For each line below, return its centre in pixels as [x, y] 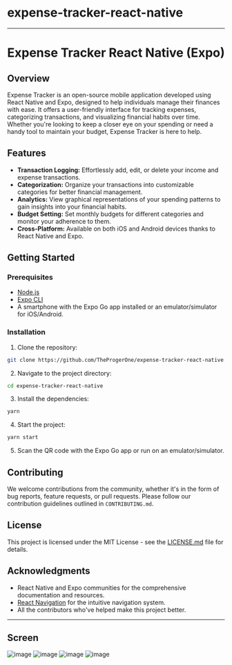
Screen [23, 638]
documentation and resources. [61, 595]
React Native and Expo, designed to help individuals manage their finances [114, 102]
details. [18, 549]
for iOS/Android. [40, 314]
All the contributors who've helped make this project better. [101, 610]
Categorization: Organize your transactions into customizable [106, 184]
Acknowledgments [49, 571]
